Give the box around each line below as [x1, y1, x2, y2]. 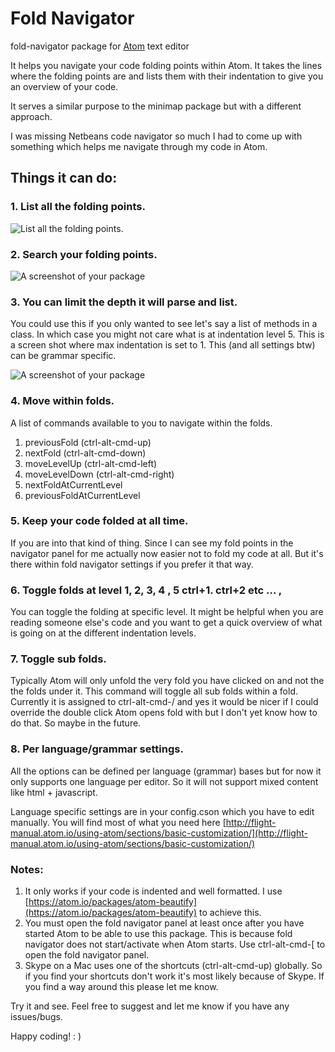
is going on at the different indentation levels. [10, 627, 197, 639]
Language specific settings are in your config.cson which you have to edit [10, 805, 315, 817]
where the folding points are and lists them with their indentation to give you [10, 70, 324, 82]
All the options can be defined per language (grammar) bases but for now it [10, 765, 322, 777]
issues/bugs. [10, 1011, 63, 1022]
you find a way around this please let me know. [24, 981, 219, 992]
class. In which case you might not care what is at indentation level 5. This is [10, 328, 325, 341]
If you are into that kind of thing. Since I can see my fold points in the [10, 537, 294, 549]
